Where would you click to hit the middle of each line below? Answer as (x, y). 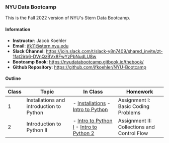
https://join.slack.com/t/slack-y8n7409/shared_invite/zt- (104, 51)
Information (18, 29)
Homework (140, 91)
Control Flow (133, 133)
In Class (93, 91)
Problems (129, 112)
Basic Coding (134, 106)
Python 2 (83, 133)
